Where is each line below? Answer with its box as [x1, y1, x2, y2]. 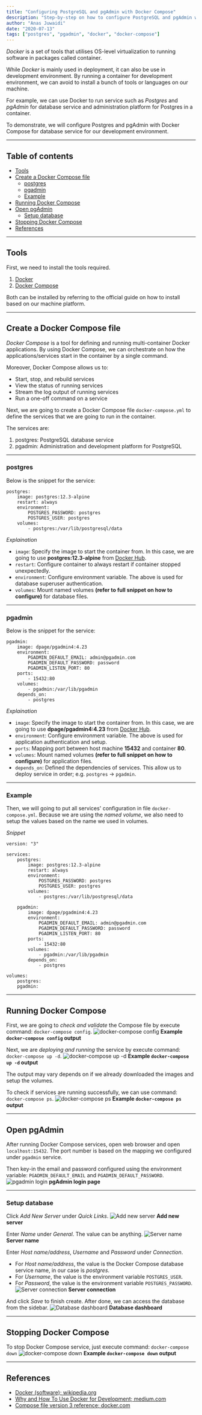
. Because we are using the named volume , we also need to [35, 811, 183, 818]
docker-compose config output [6, 1034, 81, 1041]
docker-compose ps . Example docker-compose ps [6, 1095, 182, 1102]
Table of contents [6, 151, 73, 161]
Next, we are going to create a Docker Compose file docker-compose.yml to [6, 406, 191, 413]
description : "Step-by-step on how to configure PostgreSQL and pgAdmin [6, 14, 192, 21]
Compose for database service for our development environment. [6, 128, 169, 135]
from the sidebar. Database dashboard [6, 1304, 162, 1311]
